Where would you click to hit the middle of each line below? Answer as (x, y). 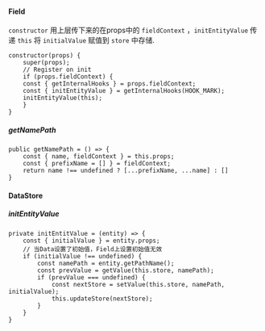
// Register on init (57, 70)
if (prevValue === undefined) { (92, 277)
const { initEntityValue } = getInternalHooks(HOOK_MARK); (124, 91)
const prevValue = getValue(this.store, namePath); (126, 270)
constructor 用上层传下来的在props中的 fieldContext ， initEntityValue (128, 30)
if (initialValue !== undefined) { (83, 256)
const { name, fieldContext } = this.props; (99, 157)
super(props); (46, 63)
